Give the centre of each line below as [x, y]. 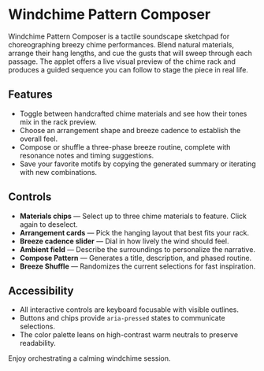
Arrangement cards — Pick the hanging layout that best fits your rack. [134, 232]
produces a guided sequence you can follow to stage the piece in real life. [128, 69]
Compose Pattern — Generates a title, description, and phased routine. [136, 258]
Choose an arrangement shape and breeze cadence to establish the [130, 130]
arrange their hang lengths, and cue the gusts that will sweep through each [130, 53]
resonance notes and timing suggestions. [87, 155]
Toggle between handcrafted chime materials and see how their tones [133, 113]
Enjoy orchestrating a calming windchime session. [89, 358]
